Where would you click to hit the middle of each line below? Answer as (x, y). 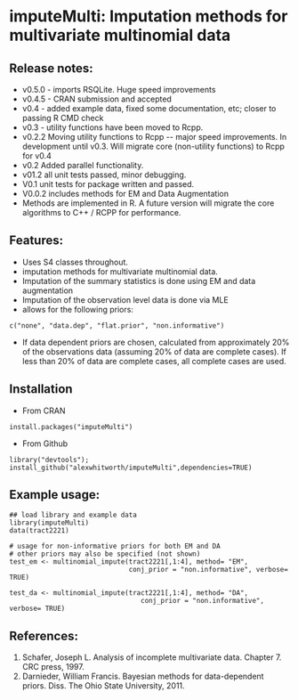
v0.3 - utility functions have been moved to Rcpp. (113, 127)
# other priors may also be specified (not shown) (105, 554)
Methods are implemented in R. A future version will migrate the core (148, 203)
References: (44, 635)
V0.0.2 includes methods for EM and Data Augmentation (125, 194)
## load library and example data (73, 515)
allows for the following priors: (77, 309)
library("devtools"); (49, 460)
